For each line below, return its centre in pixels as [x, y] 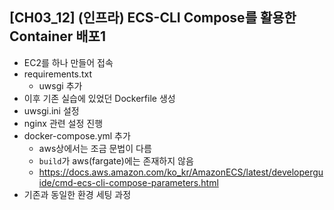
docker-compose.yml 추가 [77, 135]
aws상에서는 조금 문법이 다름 [95, 148]
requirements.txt [58, 74]
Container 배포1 [57, 36]
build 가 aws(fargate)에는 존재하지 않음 [116, 160]
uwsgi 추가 [60, 85]
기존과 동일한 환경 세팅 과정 [77, 194]
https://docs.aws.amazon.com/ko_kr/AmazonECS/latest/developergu [181, 172]
